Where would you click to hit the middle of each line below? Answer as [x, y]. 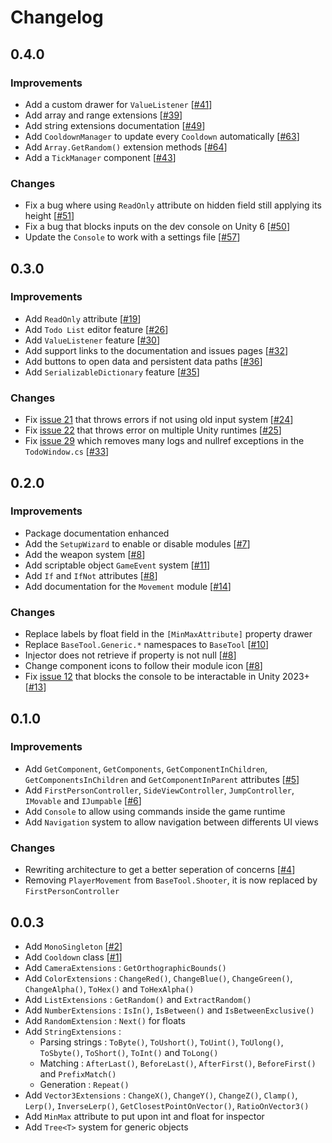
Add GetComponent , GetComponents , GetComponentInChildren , [146, 768]
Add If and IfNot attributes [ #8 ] [91, 575]
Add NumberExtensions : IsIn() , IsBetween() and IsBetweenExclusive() [169, 1010]
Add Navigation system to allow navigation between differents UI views [171, 822]
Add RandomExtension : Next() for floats [105, 1020]
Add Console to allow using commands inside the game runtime [155, 811]
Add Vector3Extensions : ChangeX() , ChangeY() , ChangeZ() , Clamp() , [161, 1095]
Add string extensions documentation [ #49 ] [115, 125]
